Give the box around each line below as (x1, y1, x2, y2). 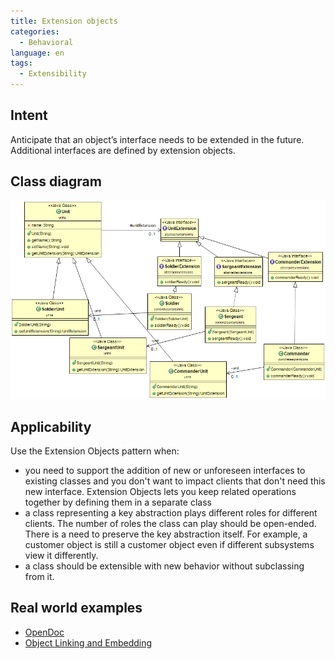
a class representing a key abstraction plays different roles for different (24, 507, 318, 519)
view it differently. (24, 550, 99, 562)
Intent (10, 107, 48, 124)
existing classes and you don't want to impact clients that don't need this (24, 475, 326, 487)
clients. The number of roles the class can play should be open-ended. (24, 518, 317, 530)
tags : (10, 58, 33, 69)
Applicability (10, 418, 92, 435)
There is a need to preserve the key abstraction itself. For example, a (24, 528, 308, 540)
